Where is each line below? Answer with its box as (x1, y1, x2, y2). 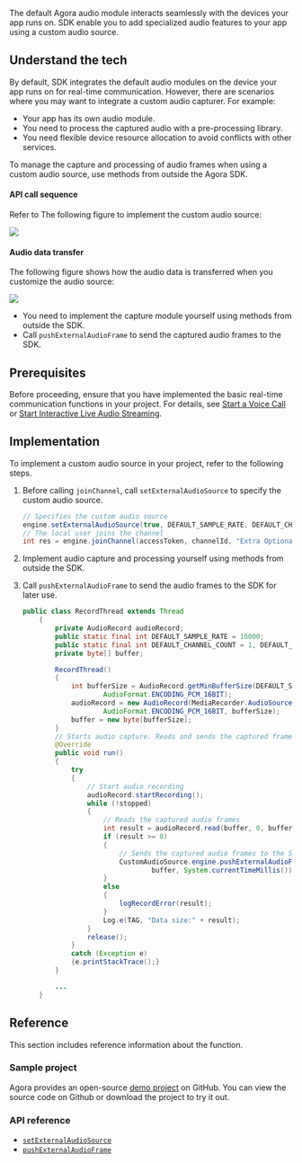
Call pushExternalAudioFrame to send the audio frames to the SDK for (22, 580, 277, 591)
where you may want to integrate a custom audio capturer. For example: (9, 95, 276, 106)
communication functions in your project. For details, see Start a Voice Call (9, 399, 286, 410)
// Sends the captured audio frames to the (119, 848, 285, 857)
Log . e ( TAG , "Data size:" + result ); (102, 916, 241, 925)
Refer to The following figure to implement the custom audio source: (9, 209, 262, 220)
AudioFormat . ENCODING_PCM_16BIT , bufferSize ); (102, 706, 281, 715)
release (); (86, 932, 128, 942)
